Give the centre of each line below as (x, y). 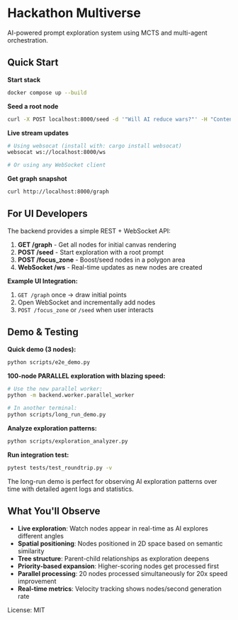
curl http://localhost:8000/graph (58, 192)
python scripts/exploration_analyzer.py (68, 441)
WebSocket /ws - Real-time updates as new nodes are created (110, 267)
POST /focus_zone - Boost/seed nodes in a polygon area (101, 260)
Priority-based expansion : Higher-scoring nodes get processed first (118, 566)
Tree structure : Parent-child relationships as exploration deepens (113, 558)
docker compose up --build (47, 93)
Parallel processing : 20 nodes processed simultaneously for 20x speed (123, 573)
